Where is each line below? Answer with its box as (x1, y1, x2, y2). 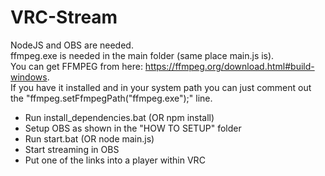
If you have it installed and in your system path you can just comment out (10, 81, 312, 93)
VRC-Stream (10, 6, 118, 29)
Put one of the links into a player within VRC (24, 154, 206, 166)
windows (10, 71, 48, 83)
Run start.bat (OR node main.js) (24, 132, 155, 145)
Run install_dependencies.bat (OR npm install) (24, 111, 215, 123)
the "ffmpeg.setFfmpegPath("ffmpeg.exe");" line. (10, 92, 213, 104)
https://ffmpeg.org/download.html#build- (144, 60, 315, 72)
